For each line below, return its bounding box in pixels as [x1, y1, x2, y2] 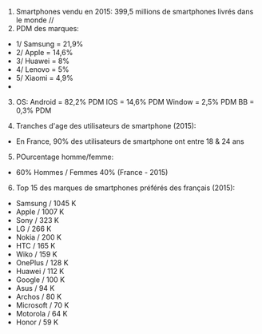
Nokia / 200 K [15, 233, 62, 242]
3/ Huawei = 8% [15, 56, 70, 66]
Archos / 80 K [15, 292, 62, 301]
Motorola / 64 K [15, 309, 68, 318]
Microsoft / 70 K [15, 300, 69, 310]
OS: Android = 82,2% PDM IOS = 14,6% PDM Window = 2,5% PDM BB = [15, 97, 255, 106]
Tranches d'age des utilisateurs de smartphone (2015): [15, 121, 196, 130]
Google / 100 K [15, 275, 65, 284]
